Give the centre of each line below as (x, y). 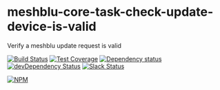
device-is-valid (52, 26)
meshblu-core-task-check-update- (110, 12)
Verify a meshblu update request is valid (64, 45)
